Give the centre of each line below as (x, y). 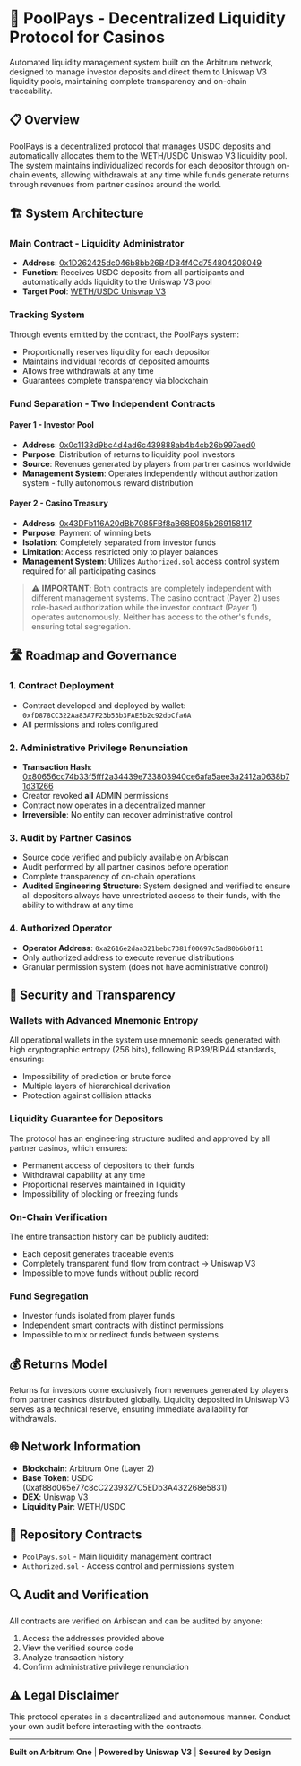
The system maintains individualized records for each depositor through (142, 165)
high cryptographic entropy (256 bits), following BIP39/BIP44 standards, (143, 1050)
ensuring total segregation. (81, 627)
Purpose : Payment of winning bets (86, 533)
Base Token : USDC (58, 1477)
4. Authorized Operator (61, 929)
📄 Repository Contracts (76, 1535)
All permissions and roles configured (90, 724)
